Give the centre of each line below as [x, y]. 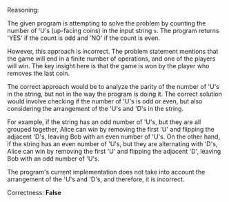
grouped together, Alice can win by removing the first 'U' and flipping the [111, 129]
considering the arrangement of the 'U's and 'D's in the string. [96, 109]
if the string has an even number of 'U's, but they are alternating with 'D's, [112, 144]
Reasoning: [23, 10]
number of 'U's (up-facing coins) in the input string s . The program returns [113, 31]
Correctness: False [34, 193]
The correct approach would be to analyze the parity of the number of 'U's [113, 87]
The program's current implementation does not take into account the [106, 172]
